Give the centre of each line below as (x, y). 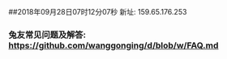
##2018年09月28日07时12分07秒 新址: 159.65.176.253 (98, 12)
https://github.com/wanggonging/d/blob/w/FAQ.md (113, 45)
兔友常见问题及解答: (47, 35)
